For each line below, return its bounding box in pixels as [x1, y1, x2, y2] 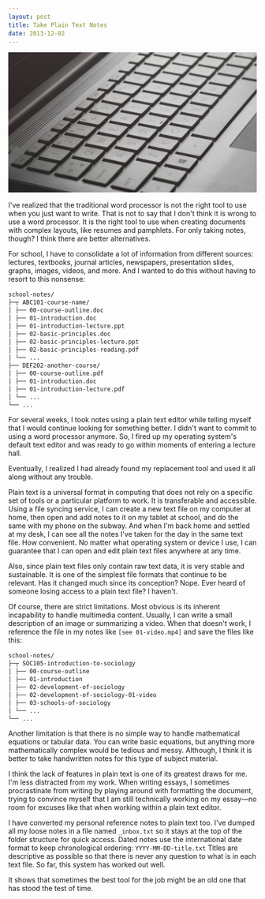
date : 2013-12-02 [8, 29, 65, 37]
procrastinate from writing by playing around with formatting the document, [8, 785, 254, 795]
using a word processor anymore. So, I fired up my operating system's [8, 431, 237, 441]
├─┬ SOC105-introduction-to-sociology [8, 659, 136, 667]
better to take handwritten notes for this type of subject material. [8, 754, 218, 763]
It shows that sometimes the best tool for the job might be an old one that [8, 875, 247, 884]
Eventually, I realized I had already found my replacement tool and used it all [8, 463, 256, 473]
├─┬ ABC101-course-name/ [8, 298, 90, 306]
